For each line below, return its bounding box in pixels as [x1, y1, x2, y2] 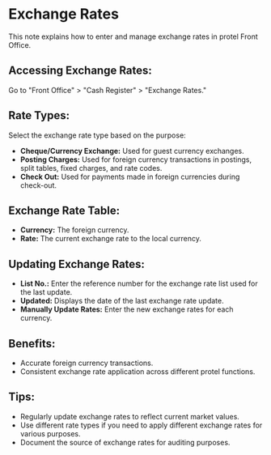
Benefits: [8, 337, 56, 351]
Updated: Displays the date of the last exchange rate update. [19, 296, 224, 306]
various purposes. [19, 428, 81, 438]
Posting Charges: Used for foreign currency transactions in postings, [19, 155, 252, 164]
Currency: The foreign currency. [19, 225, 129, 235]
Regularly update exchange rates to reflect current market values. [19, 411, 240, 421]
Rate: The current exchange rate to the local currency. [19, 234, 202, 244]
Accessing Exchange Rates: [8, 64, 152, 78]
